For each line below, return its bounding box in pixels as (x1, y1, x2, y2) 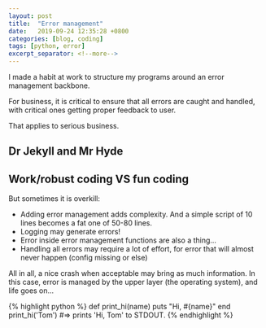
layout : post (8, 11, 53, 20)
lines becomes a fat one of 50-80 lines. (20, 218, 153, 228)
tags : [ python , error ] (8, 42, 85, 50)
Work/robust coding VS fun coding (8, 172, 190, 186)
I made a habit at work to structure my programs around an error (8, 72, 225, 81)
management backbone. (8, 81, 90, 90)
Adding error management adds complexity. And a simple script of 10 (20, 209, 253, 220)
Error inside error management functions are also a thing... (20, 235, 217, 245)
